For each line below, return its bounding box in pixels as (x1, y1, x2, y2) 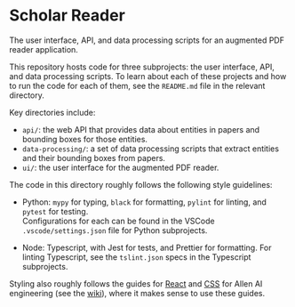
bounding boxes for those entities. (21, 133, 148, 144)
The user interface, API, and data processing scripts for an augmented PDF (9, 35, 284, 45)
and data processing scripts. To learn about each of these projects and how (9, 70, 287, 81)
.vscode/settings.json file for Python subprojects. (21, 224, 208, 236)
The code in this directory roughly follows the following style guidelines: (9, 179, 273, 190)
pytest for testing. (21, 206, 89, 216)
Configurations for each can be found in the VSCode (21, 215, 215, 226)
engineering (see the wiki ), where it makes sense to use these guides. (9, 287, 266, 298)
